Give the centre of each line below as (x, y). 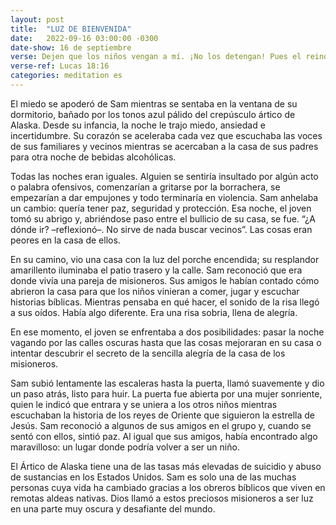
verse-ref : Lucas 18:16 (60, 66)
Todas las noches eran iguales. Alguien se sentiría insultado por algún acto (164, 176)
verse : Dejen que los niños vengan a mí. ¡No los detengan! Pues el (156, 57)
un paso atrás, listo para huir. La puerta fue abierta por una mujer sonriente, (166, 393)
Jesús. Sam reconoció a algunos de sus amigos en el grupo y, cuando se (161, 425)
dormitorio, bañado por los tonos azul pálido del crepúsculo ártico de (153, 114)
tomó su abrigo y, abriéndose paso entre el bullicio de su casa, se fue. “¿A (163, 218)
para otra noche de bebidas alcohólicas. (93, 157)
